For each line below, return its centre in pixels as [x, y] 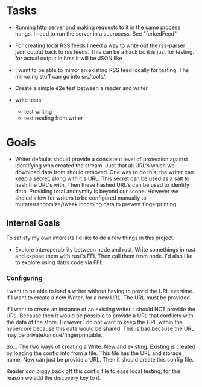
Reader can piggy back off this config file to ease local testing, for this [93, 371]
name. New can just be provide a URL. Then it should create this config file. [100, 359]
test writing [38, 111]
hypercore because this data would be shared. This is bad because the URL [100, 328]
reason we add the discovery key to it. [54, 377]
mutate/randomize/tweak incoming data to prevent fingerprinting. [96, 204]
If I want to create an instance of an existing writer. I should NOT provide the [101, 309]
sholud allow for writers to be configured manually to [80, 198]
